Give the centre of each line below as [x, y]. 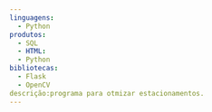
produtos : [28, 34]
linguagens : [32, 18]
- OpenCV [34, 85]
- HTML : [32, 51]
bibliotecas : [34, 69]
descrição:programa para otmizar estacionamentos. [107, 93]
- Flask [32, 77]
